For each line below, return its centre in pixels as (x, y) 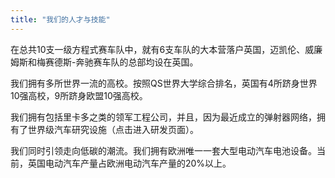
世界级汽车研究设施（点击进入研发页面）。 (113, 129)
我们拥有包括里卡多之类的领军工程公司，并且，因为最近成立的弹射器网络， (163, 117)
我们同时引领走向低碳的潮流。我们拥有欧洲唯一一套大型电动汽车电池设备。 (163, 150)
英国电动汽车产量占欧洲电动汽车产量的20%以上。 (129, 163)
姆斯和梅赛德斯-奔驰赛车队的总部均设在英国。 (104, 62)
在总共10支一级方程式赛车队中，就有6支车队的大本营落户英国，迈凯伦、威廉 (166, 49)
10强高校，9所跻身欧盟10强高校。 (79, 95)
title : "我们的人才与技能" (60, 19)
